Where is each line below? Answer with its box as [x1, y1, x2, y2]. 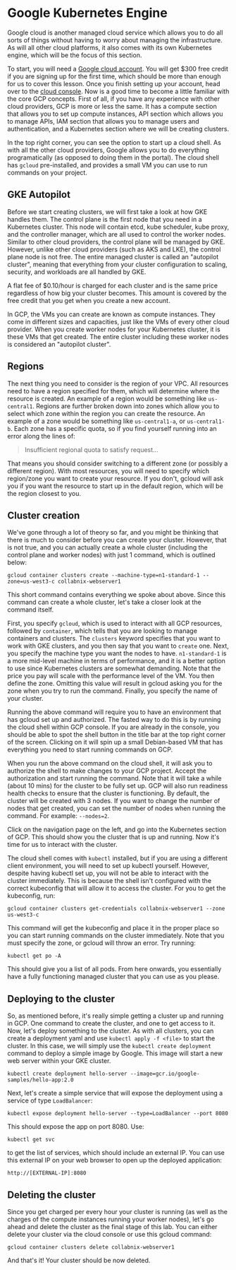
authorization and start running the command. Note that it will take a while [7, 774, 222, 783]
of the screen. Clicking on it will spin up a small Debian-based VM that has [7, 738, 223, 747]
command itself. [7, 605, 54, 614]
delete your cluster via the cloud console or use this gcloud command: [7, 1230, 212, 1238]
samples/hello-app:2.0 [7, 1076, 74, 1084]
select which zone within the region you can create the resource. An [7, 409, 206, 417]
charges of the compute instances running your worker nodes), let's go [7, 1215, 215, 1223]
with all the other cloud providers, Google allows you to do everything [7, 146, 209, 154]
